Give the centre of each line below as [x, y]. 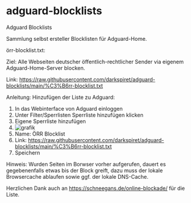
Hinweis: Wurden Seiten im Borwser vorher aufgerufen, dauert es [86, 164]
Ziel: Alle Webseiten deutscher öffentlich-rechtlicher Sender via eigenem [95, 62]
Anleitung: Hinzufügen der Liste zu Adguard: [61, 97]
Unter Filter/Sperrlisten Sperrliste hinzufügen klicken [79, 115]
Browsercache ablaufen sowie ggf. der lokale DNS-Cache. [77, 176]
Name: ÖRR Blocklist [40, 134]
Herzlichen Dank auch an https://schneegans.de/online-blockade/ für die [95, 188]
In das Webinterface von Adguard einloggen [69, 108]
